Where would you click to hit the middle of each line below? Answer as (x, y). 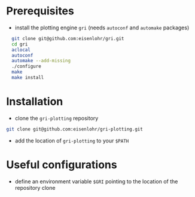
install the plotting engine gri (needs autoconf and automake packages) (102, 28)
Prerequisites (40, 11)
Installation (35, 101)
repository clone (35, 187)
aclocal (21, 50)
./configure (27, 66)
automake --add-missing (41, 61)
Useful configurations (62, 164)
